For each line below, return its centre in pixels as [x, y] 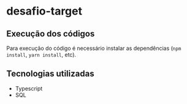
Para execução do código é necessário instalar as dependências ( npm [94, 48]
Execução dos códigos [51, 34]
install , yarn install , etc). [41, 55]
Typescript [29, 88]
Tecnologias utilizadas [50, 74]
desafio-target [44, 11]
